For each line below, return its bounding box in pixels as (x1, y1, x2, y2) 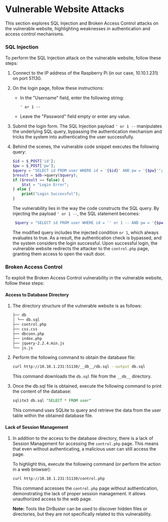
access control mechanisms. (5, 31, 65, 37)
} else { (12, 187, 31, 192)
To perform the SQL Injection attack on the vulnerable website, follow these (5, 55, 161, 61)
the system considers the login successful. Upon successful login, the (12, 240, 158, 246)
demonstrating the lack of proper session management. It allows (12, 491, 146, 497)
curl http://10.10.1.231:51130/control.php (12, 476, 105, 481)
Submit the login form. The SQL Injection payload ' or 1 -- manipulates (12, 123, 162, 129)
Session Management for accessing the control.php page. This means (12, 440, 159, 446)
